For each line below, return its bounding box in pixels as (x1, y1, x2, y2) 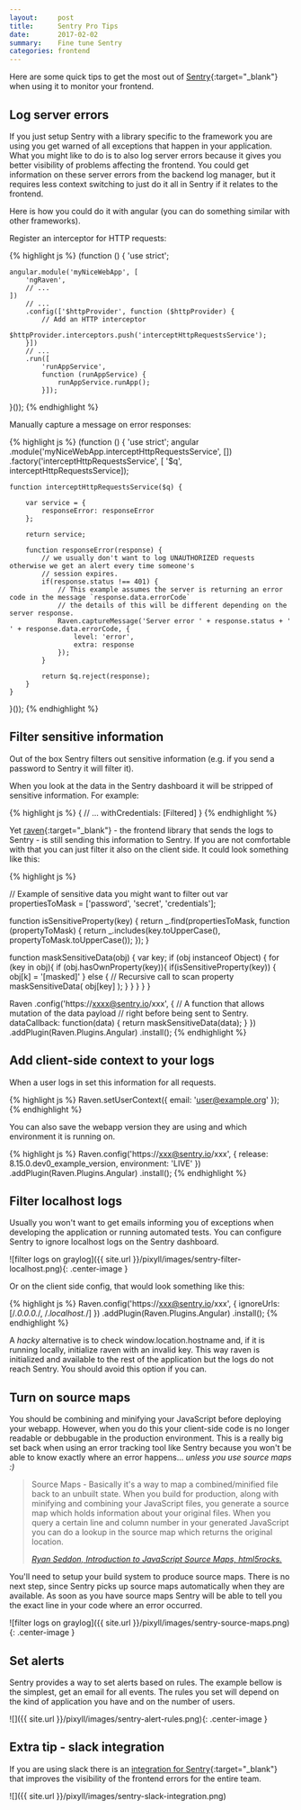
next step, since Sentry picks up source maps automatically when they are (9, 1581, 285, 1592)
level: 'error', (73, 632, 135, 641)
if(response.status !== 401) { (41, 577, 159, 586)
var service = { (25, 498, 87, 507)
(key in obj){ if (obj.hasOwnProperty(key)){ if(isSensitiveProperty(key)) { (9, 961, 277, 973)
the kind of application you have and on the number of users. (9, 1697, 235, 1706)
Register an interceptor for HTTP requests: (9, 232, 167, 243)
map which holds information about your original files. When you (31, 1507, 271, 1518)
